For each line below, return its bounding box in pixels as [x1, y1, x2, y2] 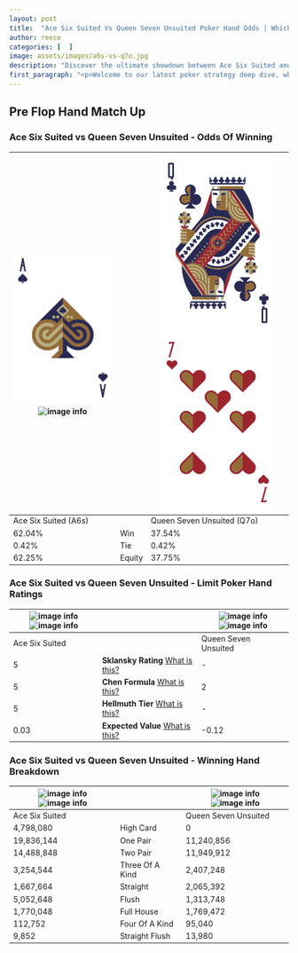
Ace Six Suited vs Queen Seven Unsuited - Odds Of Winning [9, 131, 273, 144]
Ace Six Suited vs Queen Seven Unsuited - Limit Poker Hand [9, 577, 272, 589]
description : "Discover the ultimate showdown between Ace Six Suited [9, 61, 276, 70]
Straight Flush [119, 931, 171, 941]
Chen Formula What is [101, 677, 184, 688]
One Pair [119, 835, 152, 846]
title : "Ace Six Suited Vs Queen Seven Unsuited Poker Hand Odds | [9, 23, 268, 33]
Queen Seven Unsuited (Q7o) [150, 516, 259, 526]
